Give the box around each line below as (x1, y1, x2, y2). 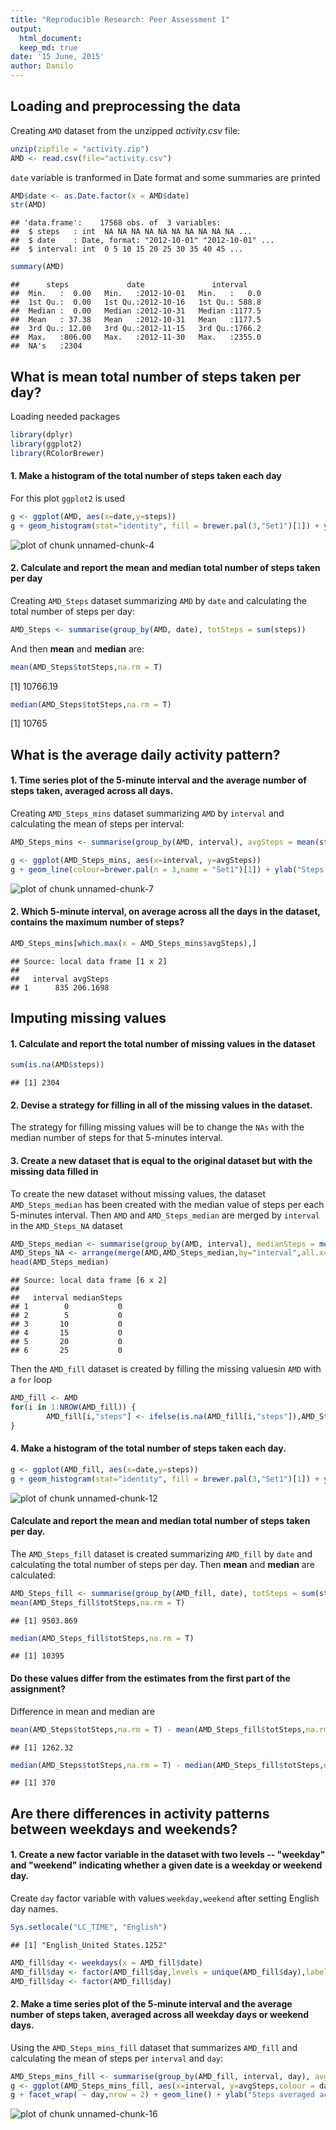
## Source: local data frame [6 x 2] (10, 1276, 168, 1286)
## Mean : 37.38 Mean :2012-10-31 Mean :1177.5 (10, 315, 262, 325)
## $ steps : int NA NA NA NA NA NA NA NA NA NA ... (10, 227, 253, 237)
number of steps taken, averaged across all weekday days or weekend (10, 2009, 310, 2021)
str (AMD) (10, 200, 47, 210)
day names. (10, 1903, 59, 1915)
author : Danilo (10, 61, 74, 71)
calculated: (10, 1569, 57, 1581)
